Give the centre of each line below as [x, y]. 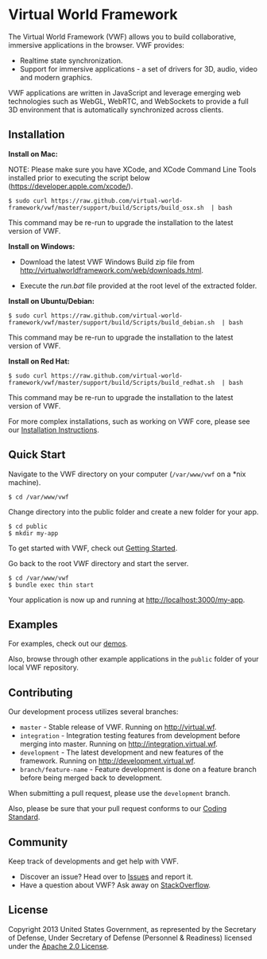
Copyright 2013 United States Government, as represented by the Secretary [132, 929]
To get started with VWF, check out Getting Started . [93, 548]
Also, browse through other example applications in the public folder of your [133, 659]
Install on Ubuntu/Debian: [52, 301]
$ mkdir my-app [33, 533]
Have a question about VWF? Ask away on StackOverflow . [115, 885]
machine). [25, 482]
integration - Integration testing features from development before [130, 736]
